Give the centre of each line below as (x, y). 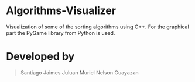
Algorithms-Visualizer (61, 11)
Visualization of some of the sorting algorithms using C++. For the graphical (97, 27)
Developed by (40, 57)
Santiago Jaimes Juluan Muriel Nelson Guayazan (79, 72)
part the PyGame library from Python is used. (61, 33)
